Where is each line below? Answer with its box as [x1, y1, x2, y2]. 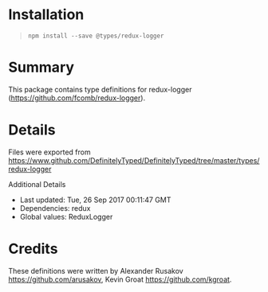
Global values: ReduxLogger [19, 212, 113, 221]
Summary [8, 58, 74, 76]
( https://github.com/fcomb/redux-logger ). [8, 93, 146, 103]
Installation [8, 6, 85, 24]
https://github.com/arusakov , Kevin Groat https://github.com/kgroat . [8, 274, 232, 284]
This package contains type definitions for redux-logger [8, 84, 192, 94]
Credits [8, 240, 58, 258]
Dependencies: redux [19, 203, 91, 212]
